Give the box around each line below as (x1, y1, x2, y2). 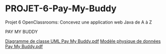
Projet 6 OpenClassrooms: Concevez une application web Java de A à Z (5, 19, 152, 25)
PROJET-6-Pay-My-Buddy (5, 3, 117, 14)
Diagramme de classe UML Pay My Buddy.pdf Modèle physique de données (5, 38, 161, 44)
